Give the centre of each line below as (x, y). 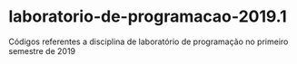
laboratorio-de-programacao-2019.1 (148, 17)
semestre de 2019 (42, 50)
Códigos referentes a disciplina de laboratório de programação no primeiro (148, 41)
